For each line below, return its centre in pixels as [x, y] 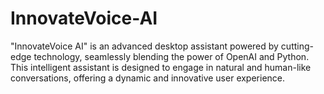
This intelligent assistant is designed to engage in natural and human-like [161, 67]
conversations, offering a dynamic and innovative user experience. [148, 78]
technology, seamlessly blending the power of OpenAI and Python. [171, 56]
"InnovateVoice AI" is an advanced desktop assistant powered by [144, 46]
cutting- [297, 46]
